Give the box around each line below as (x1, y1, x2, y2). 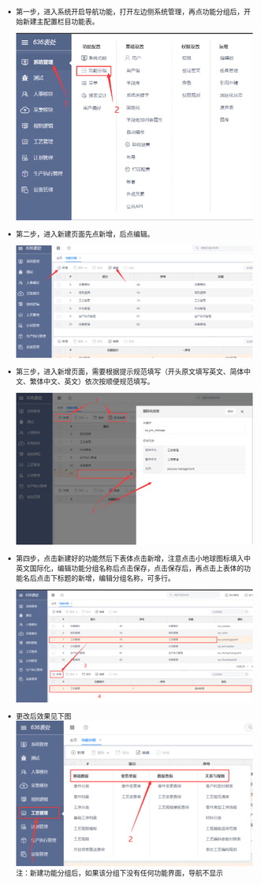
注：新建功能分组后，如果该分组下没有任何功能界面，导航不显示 (15, 868, 223, 878)
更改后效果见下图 (15, 711, 72, 720)
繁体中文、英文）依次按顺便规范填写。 (29, 376, 155, 386)
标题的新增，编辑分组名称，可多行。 (57, 573, 175, 582)
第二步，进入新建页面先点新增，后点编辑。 (15, 230, 155, 239)
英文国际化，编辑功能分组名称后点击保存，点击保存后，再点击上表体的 (15, 563, 244, 573)
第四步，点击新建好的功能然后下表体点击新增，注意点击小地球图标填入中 (15, 553, 251, 562)
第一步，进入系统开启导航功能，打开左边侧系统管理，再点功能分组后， (15, 7, 244, 16)
